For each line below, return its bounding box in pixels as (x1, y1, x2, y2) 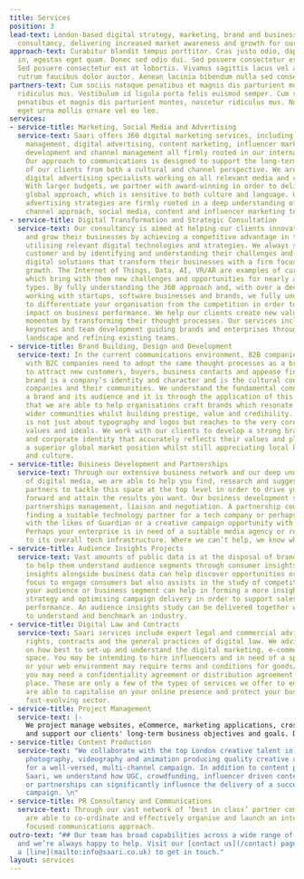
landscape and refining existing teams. (25, 333, 180, 343)
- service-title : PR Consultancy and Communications (9, 797, 213, 807)
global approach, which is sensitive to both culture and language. (25, 190, 290, 199)
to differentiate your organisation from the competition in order (25, 300, 285, 309)
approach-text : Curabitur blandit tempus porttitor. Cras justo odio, (9, 47, 281, 56)
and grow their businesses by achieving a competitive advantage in (25, 232, 290, 241)
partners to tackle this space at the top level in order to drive (25, 485, 285, 494)
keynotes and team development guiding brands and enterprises (25, 325, 270, 334)
